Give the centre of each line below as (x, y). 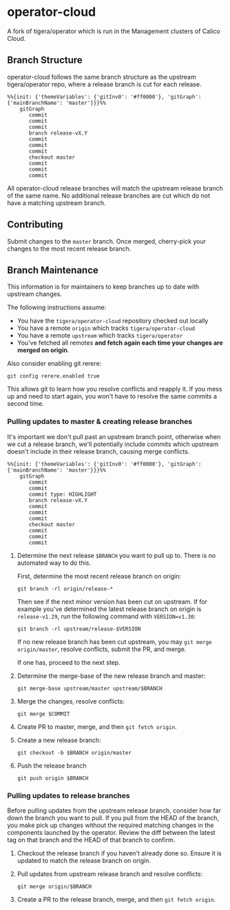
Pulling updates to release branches (69, 795)
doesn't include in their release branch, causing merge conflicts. (98, 451)
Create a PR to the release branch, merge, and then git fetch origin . (116, 899)
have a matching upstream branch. (56, 203)
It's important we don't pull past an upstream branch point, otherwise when (114, 436)
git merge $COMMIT (43, 714)
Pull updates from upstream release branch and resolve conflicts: (110, 873)
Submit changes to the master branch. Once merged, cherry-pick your (107, 241)
